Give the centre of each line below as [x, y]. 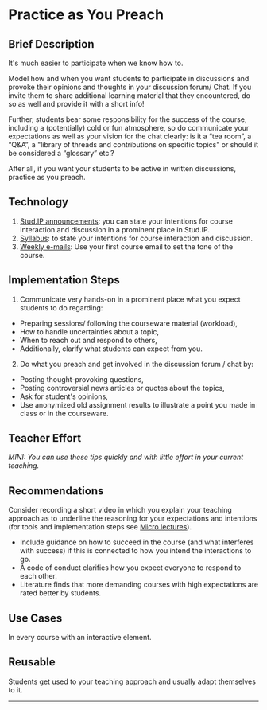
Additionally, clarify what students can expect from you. [111, 349]
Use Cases [35, 618]
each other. [39, 576]
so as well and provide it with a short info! [76, 104]
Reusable [32, 662]
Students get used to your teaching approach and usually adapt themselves [132, 681]
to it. [15, 689]
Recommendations [56, 491]
